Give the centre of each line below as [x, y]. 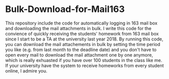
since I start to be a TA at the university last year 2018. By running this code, [84, 39]
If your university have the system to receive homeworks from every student [84, 65]
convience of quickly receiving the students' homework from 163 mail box [82, 33]
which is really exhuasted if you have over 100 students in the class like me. [84, 60]
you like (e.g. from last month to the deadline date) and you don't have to [81, 49]
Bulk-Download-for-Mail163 [65, 9]
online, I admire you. [26, 70]
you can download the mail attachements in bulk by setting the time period [83, 44]
